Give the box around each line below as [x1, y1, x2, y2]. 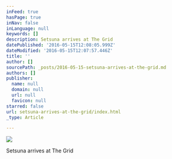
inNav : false [6, 20, 39, 26]
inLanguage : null [6, 25, 49, 32]
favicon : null [11, 97, 46, 103]
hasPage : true [6, 14, 42, 20]
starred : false [6, 103, 44, 109]
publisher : [6, 75, 33, 81]
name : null [11, 81, 39, 87]
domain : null [11, 87, 44, 93]
